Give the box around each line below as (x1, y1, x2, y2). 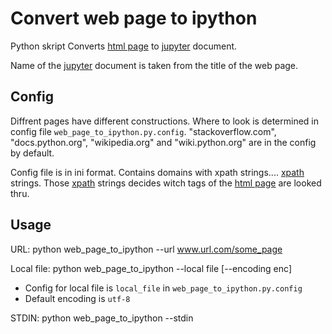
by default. (10, 147, 55, 159)
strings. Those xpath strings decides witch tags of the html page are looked (10, 177, 322, 189)
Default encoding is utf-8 (24, 292, 131, 304)
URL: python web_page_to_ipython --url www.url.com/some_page (10, 243, 283, 255)
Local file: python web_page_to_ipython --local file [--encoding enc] (10, 262, 292, 274)
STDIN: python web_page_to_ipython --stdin (10, 312, 194, 324)
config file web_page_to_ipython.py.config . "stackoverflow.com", (10, 125, 277, 137)
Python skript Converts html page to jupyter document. (10, 40, 238, 52)
